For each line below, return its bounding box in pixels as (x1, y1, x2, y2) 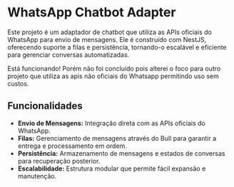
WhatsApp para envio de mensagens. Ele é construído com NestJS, (7, 35, 207, 43)
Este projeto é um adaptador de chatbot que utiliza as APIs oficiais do (7, 28, 212, 36)
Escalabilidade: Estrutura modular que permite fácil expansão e (17, 164, 206, 173)
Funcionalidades (7, 100, 83, 112)
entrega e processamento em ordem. (17, 141, 127, 150)
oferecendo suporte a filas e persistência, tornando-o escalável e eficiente (7, 43, 227, 51)
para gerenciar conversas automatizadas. (7, 50, 130, 59)
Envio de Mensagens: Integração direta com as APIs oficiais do (17, 119, 205, 127)
